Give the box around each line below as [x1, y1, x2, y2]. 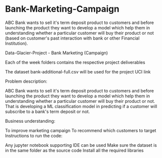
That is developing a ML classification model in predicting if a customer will [5, 103, 157, 109]
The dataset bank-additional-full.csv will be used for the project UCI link [5, 68, 151, 74]
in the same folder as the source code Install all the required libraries [5, 147, 144, 153]
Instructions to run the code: [5, 133, 63, 138]
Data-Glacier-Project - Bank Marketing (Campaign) [5, 50, 108, 56]
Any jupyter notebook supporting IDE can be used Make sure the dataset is [5, 142, 157, 148]
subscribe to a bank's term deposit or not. [5, 109, 90, 114]
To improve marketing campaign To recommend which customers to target [5, 127, 157, 133]
